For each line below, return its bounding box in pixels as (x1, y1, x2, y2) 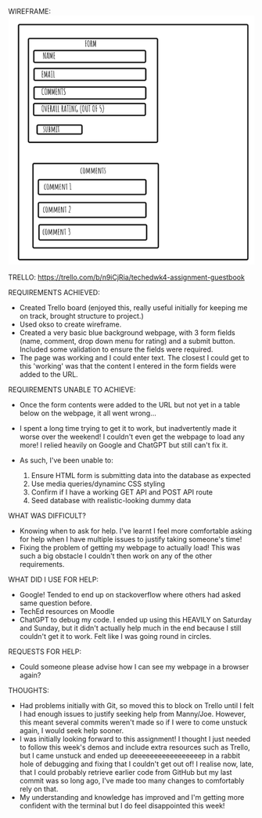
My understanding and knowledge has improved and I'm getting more (19, 793, 245, 802)
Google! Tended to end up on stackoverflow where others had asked (19, 590, 241, 600)
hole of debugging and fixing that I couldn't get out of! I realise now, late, (19, 759, 254, 769)
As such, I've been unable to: (19, 455, 113, 466)
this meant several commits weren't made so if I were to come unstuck (19, 718, 248, 727)
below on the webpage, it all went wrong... (19, 408, 156, 418)
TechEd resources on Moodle (19, 607, 115, 616)
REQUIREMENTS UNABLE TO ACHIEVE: (8, 385, 136, 395)
